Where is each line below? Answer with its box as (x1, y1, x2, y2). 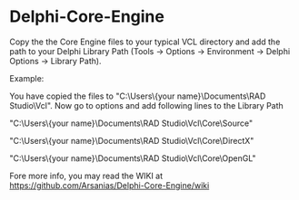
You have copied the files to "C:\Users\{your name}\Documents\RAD (9, 90, 266, 101)
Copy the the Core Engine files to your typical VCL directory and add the (9, 36, 281, 47)
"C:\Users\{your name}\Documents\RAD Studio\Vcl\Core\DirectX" (9, 135, 254, 146)
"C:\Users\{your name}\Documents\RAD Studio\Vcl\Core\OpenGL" (9, 152, 256, 164)
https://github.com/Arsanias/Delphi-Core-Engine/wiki (9, 179, 210, 191)
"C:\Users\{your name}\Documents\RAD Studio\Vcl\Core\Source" (9, 118, 253, 129)
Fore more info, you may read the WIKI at (9, 170, 164, 181)
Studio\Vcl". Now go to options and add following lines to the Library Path (9, 100, 284, 110)
